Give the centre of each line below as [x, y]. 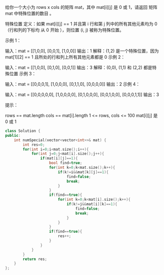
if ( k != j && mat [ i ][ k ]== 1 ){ [92, 204]
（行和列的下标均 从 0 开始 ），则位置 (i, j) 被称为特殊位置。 [65, 30]
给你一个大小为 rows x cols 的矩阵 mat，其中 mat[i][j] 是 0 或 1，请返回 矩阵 [81, 7]
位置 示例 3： [23, 74]
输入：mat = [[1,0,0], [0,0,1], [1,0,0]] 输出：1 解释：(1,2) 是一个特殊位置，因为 [82, 51]
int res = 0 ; [34, 145]
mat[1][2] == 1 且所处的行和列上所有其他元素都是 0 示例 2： [65, 57]
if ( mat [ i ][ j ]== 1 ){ [59, 158]
